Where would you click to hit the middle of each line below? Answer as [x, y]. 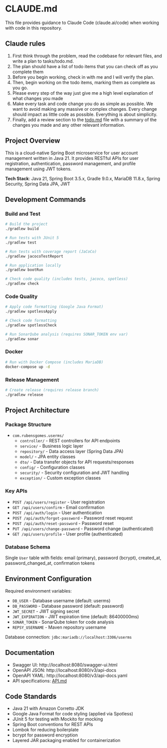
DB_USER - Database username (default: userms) [61, 600]
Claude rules [25, 44]
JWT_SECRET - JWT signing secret [46, 611]
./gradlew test [21, 242]
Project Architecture [37, 411]
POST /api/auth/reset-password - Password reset [63, 523]
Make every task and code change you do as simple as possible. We [83, 104]
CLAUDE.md [31, 9]
